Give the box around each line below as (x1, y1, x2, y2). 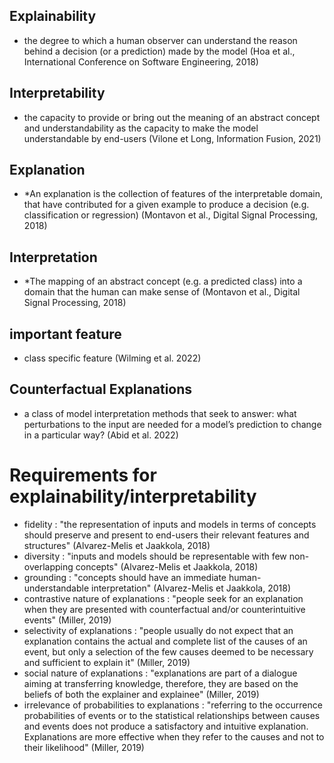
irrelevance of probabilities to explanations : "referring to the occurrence (23, 699, 323, 711)
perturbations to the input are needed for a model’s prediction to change (23, 418, 322, 430)
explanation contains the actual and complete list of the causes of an (23, 635, 308, 647)
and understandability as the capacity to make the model (23, 122, 259, 134)
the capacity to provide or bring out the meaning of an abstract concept (23, 111, 321, 123)
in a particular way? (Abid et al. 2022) (23, 429, 179, 441)
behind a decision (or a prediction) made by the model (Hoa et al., (23, 45, 296, 57)
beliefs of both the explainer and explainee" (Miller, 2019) (23, 688, 260, 700)
